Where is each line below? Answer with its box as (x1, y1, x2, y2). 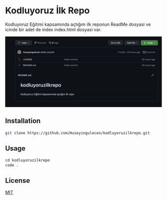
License (5, 176, 30, 185)
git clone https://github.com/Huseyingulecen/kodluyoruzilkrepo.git (5, 130, 150, 136)
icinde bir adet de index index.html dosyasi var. (5, 26, 102, 32)
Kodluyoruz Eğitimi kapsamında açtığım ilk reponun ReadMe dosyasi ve (5, 21, 151, 27)
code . (5, 163, 19, 168)
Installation (5, 117, 41, 125)
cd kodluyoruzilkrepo (5, 158, 50, 163)
